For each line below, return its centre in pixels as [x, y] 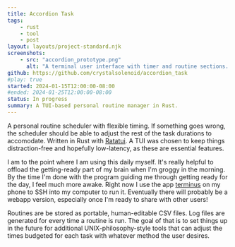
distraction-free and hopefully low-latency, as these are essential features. [116, 148]
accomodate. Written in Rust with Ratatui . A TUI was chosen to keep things [116, 140]
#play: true [25, 79]
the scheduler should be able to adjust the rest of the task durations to [109, 133]
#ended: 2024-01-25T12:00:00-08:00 [60, 92]
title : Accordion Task [41, 14]
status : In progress [38, 100]
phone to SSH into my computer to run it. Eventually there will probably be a [117, 192]
